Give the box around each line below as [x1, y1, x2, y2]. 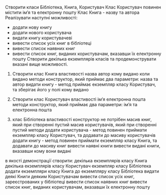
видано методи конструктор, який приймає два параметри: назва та [12, 76, 159, 82]
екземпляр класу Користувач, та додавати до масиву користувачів [12, 132, 156, 138]
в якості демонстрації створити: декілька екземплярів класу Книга [5, 158, 148, 163]
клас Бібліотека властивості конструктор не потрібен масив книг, [12, 117, 152, 122]
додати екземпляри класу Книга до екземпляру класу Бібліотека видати [5, 168, 160, 174]
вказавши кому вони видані [12, 148, 71, 154]
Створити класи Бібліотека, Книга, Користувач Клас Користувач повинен [5, 4, 161, 10]
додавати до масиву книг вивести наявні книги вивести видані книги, [12, 143, 161, 148]
